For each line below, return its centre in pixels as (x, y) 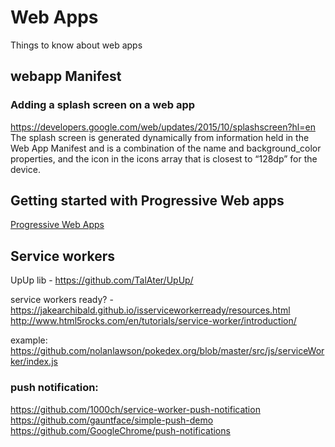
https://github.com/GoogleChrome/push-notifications (120, 430)
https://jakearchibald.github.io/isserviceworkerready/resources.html (150, 310)
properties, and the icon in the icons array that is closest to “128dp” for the (164, 158)
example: (29, 340)
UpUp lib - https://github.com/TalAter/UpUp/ (102, 280)
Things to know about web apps (76, 45)
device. (25, 169)
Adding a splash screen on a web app (103, 105)
